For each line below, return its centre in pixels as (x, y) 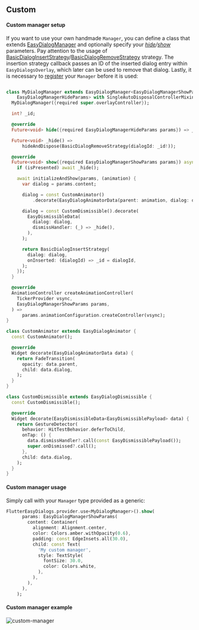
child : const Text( (57, 544)
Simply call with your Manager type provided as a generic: (76, 500)
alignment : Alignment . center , (70, 528)
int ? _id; (23, 114)
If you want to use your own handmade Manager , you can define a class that (98, 38)
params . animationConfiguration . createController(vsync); (94, 315)
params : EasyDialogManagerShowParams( (70, 517)
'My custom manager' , (65, 550)
